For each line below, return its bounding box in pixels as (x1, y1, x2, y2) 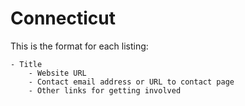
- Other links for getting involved (28, 85, 182, 96)
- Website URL (28, 68, 87, 78)
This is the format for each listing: (10, 40, 149, 52)
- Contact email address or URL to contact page (28, 77, 235, 87)
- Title (10, 59, 43, 69)
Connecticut (10, 7, 116, 30)
